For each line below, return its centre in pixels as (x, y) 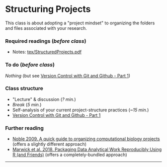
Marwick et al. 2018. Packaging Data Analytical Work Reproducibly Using (87, 150)
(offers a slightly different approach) (49, 144)
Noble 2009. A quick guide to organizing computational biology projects (86, 139)
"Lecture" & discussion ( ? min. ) (44, 99)
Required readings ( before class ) (46, 41)
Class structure (24, 88)
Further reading (24, 128)
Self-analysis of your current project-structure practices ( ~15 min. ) (81, 110)
